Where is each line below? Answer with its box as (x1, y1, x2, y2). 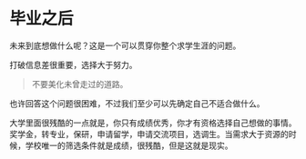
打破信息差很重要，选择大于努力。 (9, 59, 138, 70)
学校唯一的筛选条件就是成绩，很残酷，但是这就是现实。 (25, 140, 233, 151)
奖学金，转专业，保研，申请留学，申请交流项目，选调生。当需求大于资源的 (9, 128, 289, 139)
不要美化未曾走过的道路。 (31, 78, 128, 89)
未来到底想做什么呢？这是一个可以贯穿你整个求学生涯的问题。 (9, 40, 241, 51)
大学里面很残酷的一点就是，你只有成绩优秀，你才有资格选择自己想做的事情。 (9, 117, 297, 128)
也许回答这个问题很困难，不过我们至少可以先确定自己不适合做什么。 (9, 97, 265, 109)
